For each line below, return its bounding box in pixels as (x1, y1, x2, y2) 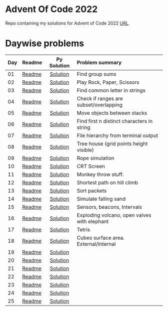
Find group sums (76, 70, 116, 77)
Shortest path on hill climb (76, 179, 138, 186)
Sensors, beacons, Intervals (76, 203, 142, 210)
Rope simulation (76, 154, 115, 162)
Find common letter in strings (76, 87, 146, 94)
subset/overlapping (76, 101, 122, 108)
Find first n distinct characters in (76, 117, 153, 124)
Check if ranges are (76, 95, 123, 102)
